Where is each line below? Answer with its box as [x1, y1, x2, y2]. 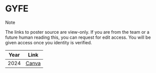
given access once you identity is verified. [5, 39, 92, 45]
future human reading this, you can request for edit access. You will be [5, 34, 151, 40]
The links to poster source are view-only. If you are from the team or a [5, 29, 150, 35]
